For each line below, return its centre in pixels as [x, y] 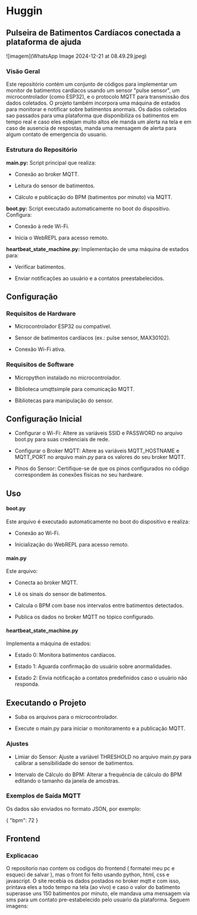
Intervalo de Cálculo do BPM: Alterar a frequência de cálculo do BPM [98, 774]
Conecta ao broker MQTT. [46, 582]
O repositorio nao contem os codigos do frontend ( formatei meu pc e [91, 868]
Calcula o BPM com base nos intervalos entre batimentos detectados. [99, 605]
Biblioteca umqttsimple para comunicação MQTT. [75, 389]
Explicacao [22, 856]
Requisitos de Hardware [41, 313]
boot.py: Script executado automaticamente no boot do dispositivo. [88, 209]
